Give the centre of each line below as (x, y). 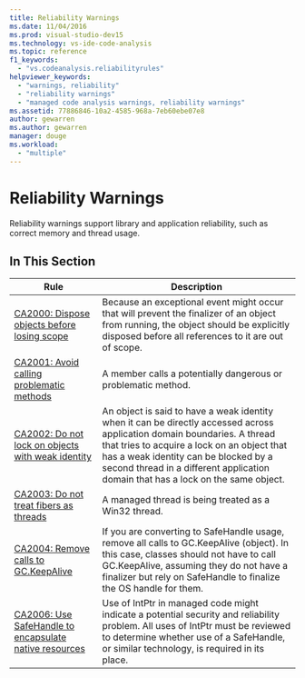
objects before (45, 325)
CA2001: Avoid (47, 363)
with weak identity (53, 457)
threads (30, 517)
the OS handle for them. (153, 589)
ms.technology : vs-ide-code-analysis (81, 43)
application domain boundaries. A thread (188, 434)
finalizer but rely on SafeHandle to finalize (191, 577)
